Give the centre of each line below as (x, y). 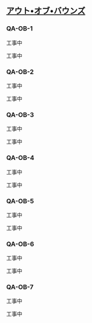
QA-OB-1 (20, 29)
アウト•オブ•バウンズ (46, 11)
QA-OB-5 (20, 201)
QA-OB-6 (20, 244)
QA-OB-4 (20, 158)
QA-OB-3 (20, 114)
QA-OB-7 (20, 287)
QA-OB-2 (20, 72)
